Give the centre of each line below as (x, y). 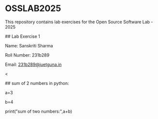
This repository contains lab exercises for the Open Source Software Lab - (79, 22)
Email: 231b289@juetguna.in (33, 64)
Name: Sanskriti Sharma (29, 45)
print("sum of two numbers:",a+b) (39, 111)
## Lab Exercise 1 (22, 36)
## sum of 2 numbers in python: (37, 83)
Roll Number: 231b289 (27, 55)
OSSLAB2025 (33, 8)
